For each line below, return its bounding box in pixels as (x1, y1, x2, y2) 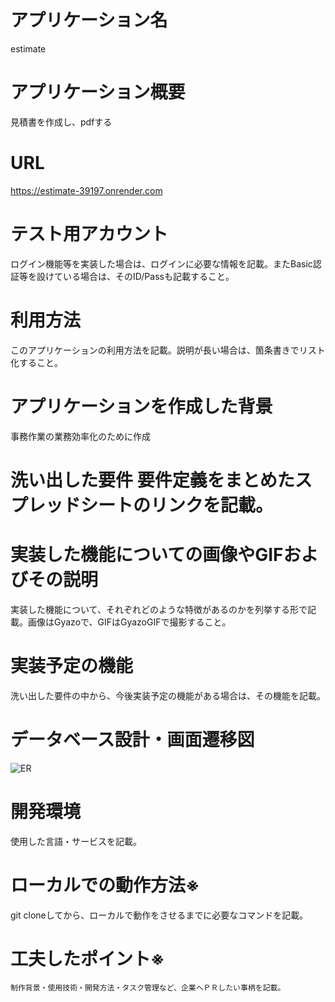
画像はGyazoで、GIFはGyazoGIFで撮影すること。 (27, 616, 232, 628)
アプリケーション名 (10, 9, 168, 32)
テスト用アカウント (10, 223, 169, 245)
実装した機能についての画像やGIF (10, 544, 284, 566)
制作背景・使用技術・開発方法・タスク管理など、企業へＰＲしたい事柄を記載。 (10, 983, 286, 993)
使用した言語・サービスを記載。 (10, 835, 142, 847)
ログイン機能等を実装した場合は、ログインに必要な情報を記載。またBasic (10, 257, 313, 270)
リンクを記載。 (150, 494, 274, 516)
